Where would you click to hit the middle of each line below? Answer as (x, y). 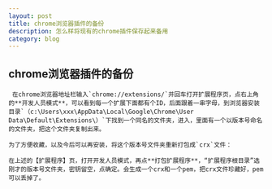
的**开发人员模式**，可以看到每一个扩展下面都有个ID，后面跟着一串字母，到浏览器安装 (134, 103)
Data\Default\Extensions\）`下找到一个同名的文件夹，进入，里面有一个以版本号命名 (136, 121)
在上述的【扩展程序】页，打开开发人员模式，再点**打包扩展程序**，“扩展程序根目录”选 (134, 161)
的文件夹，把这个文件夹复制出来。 (57, 130)
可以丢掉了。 (27, 178)
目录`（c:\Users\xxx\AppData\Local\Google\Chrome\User (101, 112)
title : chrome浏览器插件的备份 (56, 24)
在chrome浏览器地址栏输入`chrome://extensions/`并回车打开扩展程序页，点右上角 (135, 94)
